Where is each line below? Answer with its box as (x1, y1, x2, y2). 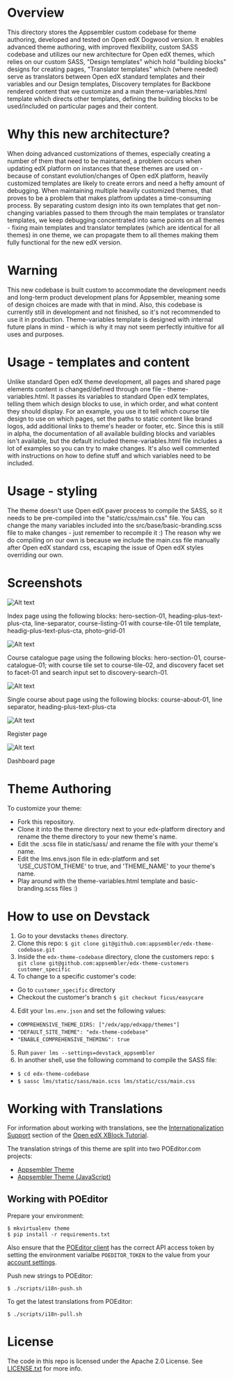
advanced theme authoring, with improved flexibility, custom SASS (7, 42, 198, 51)
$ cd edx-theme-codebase (17, 1070, 90, 1077)
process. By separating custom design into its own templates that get (7, 201, 206, 210)
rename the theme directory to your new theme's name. (17, 832, 177, 841)
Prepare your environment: (7, 1212, 84, 1220)
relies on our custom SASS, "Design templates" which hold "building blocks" (7, 57, 227, 65)
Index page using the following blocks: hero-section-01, (7, 611, 167, 620)
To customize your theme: (7, 804, 82, 812)
